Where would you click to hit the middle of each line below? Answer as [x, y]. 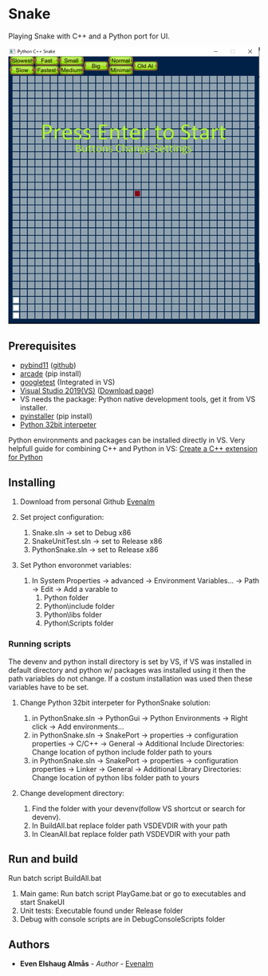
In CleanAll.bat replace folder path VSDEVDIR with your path [131, 834]
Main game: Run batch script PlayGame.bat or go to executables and [133, 894]
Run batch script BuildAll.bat [55, 878]
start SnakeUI [42, 902]
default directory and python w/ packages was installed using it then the [127, 670]
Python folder [66, 598]
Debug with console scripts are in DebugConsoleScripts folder [122, 919]
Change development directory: [72, 793]
